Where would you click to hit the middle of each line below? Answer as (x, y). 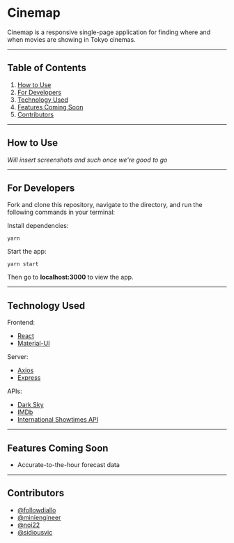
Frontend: (21, 323)
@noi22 (29, 525)
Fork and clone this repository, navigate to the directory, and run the (105, 205)
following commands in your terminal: (61, 212)
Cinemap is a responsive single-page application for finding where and (109, 32)
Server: (18, 357)
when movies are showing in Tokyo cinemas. (71, 39)
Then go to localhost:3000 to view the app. (70, 277)
